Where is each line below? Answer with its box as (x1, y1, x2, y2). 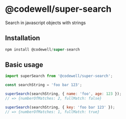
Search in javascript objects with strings (5, 20, 86, 26)
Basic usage (5, 60, 43, 69)
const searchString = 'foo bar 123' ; (5, 83, 82, 88)
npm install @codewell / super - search (5, 47, 80, 52)
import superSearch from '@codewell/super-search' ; (5, 74, 113, 79)
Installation (5, 34, 40, 42)
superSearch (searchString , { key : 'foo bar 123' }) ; (5, 105, 115, 110)
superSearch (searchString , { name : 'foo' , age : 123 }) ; (5, 91, 122, 96)
